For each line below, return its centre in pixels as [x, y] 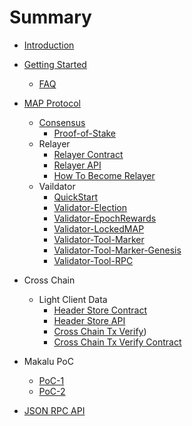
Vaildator [57, 186]
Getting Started [55, 64]
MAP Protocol [52, 103]
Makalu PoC [48, 361]
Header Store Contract [100, 310]
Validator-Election [90, 207]
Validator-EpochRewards [105, 218]
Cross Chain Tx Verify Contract [117, 342]
